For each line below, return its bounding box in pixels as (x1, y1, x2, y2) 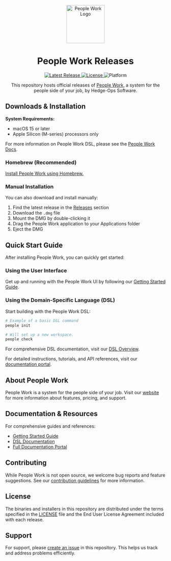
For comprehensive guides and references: (5, 423, 96, 429)
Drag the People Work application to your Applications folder (12, 221, 140, 227)
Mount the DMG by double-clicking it (12, 215, 91, 221)
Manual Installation (5, 183, 54, 190)
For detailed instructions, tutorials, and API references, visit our (5, 356, 137, 362)
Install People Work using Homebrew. (5, 170, 84, 176)
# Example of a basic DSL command (5, 318, 79, 323)
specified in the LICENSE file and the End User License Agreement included (5, 511, 164, 517)
